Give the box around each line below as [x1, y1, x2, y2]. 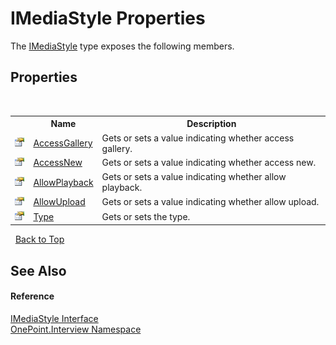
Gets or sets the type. [101, 210, 191, 222]
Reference [10, 290, 55, 302]
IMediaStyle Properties [10, 7, 206, 30]
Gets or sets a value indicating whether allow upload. [101, 196, 320, 208]
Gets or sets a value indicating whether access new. [101, 157, 317, 169]
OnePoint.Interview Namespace [10, 323, 142, 335]
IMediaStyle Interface [10, 312, 99, 324]
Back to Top [14, 233, 65, 246]
